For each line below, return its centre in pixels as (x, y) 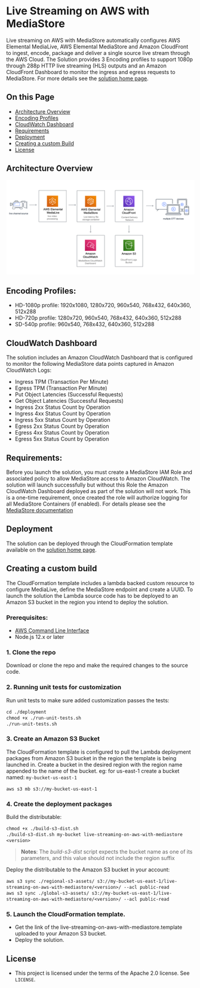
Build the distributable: (34, 817)
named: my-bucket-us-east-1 (42, 777)
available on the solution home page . (52, 550)
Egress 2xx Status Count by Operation (62, 426)
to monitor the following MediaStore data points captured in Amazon (90, 364)
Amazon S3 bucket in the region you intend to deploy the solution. (87, 602)
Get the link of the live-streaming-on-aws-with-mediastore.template (99, 927)
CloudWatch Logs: (29, 370)
